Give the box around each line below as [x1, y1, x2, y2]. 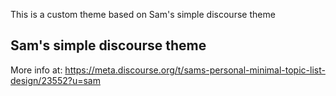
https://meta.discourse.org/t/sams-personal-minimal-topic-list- [64, 64, 326, 76]
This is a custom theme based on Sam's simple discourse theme [10, 9, 276, 20]
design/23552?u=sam [10, 74, 101, 86]
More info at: [10, 64, 63, 76]
